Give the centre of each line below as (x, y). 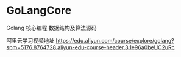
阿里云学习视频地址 (30, 40)
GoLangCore (39, 10)
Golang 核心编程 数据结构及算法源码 (51, 28)
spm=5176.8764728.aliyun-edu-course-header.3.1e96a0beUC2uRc (90, 47)
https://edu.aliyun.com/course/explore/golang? (115, 40)
